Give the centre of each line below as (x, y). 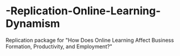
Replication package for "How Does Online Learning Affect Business (90, 40)
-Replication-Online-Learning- (83, 11)
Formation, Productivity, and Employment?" (59, 46)
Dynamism (33, 24)
